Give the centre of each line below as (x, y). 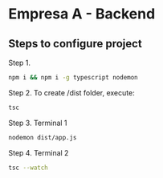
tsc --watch (28, 168)
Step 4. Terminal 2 (39, 152)
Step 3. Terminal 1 (38, 123)
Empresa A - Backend (82, 14)
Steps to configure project (75, 44)
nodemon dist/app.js (43, 137)
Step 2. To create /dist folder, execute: (71, 92)
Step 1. (19, 63)
